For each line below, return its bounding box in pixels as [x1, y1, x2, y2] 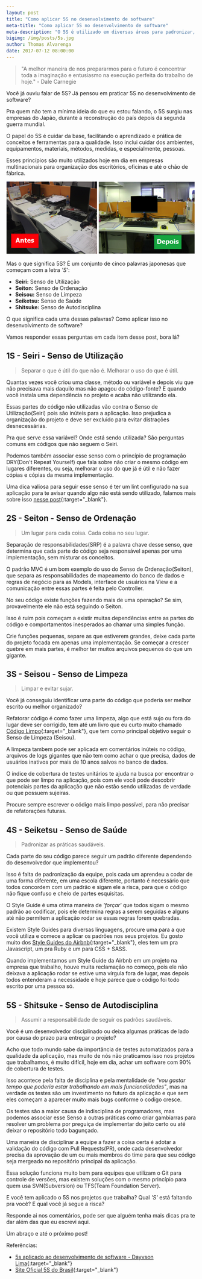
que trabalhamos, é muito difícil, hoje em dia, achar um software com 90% [6, 1058, 192, 1066]
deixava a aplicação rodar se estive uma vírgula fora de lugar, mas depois [6, 970, 189, 977]
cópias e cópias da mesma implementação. [6, 471, 114, 479]
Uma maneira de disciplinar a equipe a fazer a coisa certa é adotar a [6, 1138, 176, 1145]
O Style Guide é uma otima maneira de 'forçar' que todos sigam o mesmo [6, 902, 189, 909]
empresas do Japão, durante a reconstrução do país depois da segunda [6, 114, 186, 121]
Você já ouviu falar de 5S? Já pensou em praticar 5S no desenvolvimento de [6, 89, 196, 96]
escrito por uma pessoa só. [6, 982, 74, 990]
